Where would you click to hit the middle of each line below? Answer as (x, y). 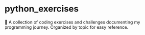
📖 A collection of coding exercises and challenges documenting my (72, 22)
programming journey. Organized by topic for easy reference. (66, 27)
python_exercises (42, 9)
